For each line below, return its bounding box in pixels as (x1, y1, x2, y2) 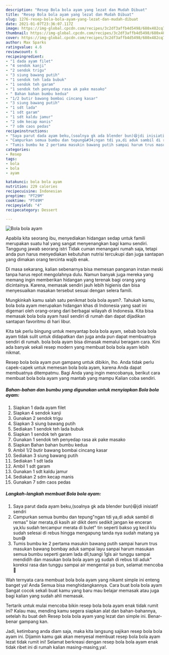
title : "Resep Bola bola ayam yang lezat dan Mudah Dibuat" (6, 12, 134, 17)
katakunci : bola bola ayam (6, 179, 62, 184)
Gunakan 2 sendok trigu (13, 415, 63, 421)
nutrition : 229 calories (6, 184, 58, 189)
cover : (6, 36, 20, 41)
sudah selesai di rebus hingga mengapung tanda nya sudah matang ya (13, 530, 159, 536)
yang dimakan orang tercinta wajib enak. (6, 257, 90, 263)
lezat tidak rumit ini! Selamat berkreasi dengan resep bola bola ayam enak (6, 639, 158, 645)
